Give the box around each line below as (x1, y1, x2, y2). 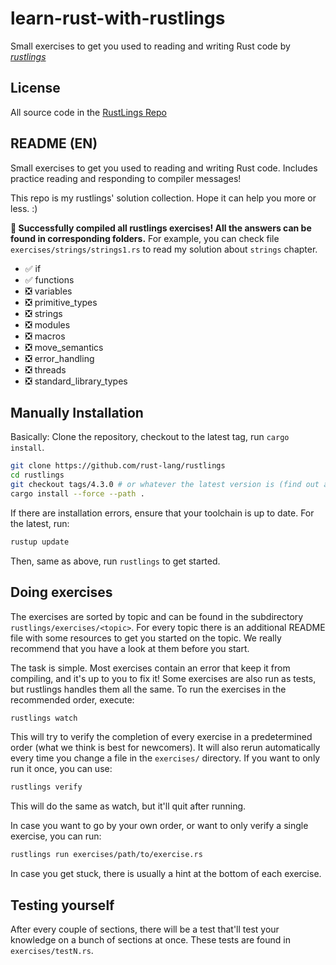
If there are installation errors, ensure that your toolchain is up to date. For (10, 507, 315, 519)
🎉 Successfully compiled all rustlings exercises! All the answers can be (10, 222, 312, 234)
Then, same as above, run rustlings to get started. (10, 555, 221, 567)
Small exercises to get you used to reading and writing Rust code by (10, 40, 291, 52)
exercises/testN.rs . (10, 945, 94, 956)
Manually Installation (10, 404, 144, 421)
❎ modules (24, 318, 71, 331)
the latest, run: (10, 517, 70, 529)
